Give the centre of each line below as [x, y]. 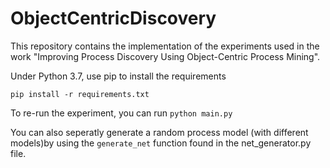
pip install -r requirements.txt [80, 94]
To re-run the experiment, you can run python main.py [121, 113]
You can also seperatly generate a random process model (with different [159, 132]
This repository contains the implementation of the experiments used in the [165, 46]
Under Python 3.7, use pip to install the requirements [118, 76]
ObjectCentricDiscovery [113, 18]
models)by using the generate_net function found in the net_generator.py [161, 143]
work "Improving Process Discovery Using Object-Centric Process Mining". [165, 56]
